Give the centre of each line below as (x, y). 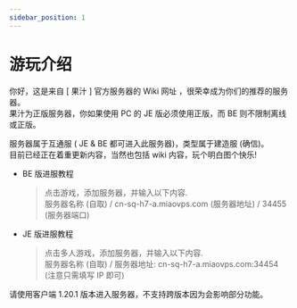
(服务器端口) (67, 214)
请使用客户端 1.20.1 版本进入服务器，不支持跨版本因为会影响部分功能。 (139, 294)
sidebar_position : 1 (48, 17)
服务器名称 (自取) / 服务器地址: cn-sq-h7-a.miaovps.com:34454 (161, 263)
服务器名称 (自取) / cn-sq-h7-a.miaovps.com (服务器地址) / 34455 (165, 204)
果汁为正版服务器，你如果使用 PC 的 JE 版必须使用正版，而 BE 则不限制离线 (148, 113)
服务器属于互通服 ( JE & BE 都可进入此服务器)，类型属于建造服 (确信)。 (139, 143)
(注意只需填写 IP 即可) (84, 275)
